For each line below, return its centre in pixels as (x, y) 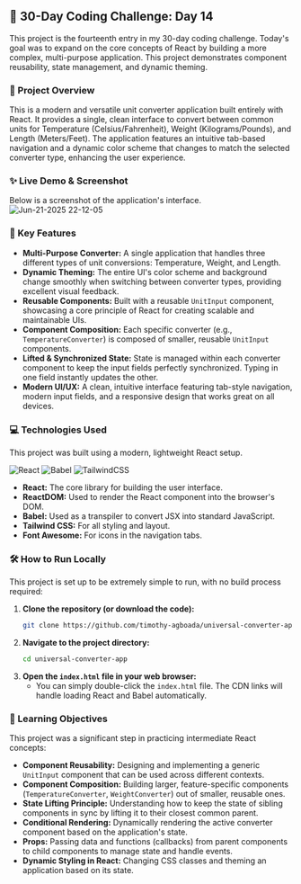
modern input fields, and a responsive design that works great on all (148, 396)
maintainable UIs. (54, 319)
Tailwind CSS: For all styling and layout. (96, 526)
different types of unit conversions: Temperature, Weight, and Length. (151, 263)
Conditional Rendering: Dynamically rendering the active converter (147, 823)
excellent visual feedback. (71, 291)
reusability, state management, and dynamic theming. (109, 67)
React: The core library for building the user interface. (122, 487)
